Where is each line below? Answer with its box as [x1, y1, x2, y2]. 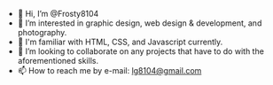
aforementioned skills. [17, 56, 99, 66]
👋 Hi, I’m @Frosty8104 [17, 9, 99, 19]
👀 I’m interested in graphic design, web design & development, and [17, 18, 262, 28]
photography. [17, 27, 67, 37]
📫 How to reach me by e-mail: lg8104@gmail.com [17, 66, 202, 75]
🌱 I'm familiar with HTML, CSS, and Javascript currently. [17, 36, 223, 47]
